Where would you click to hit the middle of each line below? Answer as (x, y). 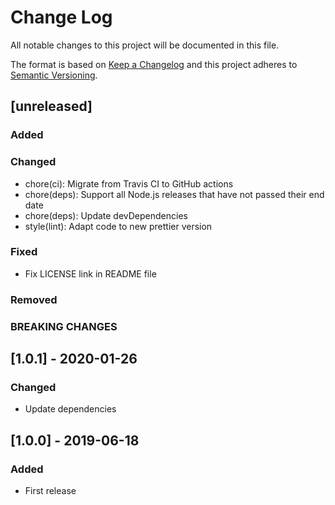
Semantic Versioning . (54, 75)
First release (50, 491)
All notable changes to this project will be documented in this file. (145, 45)
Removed (34, 299)
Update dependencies (70, 409)
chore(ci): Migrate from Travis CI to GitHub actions (129, 183)
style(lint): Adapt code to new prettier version (118, 226)
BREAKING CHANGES (64, 326)
